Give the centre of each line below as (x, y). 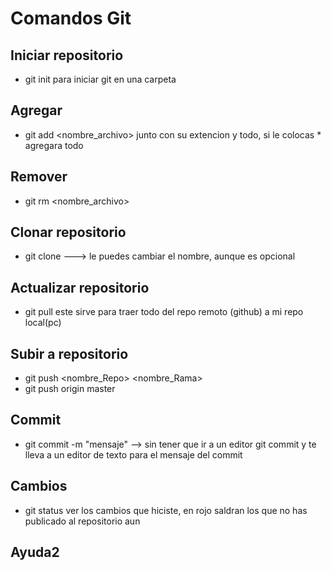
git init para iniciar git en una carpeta (100, 79)
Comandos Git (71, 18)
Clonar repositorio (68, 232)
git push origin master (70, 389)
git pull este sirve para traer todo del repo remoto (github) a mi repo (164, 312)
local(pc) (43, 323)
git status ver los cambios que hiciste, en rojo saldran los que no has (166, 510)
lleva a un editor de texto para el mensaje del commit (133, 454)
